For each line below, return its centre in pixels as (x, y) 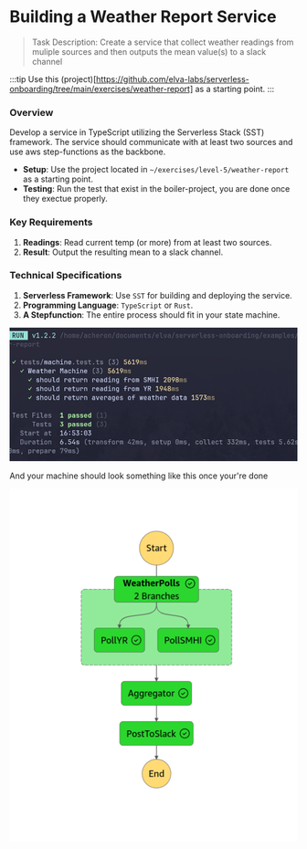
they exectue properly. (65, 199)
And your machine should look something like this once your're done (139, 476)
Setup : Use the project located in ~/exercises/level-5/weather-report (156, 170)
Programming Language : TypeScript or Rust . (108, 305)
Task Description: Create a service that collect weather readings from (163, 42)
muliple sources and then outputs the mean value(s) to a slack (149, 51)
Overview (32, 112)
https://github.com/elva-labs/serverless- (172, 79)
